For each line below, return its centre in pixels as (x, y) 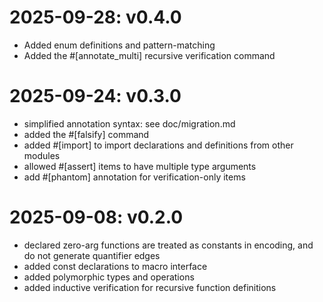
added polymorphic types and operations (109, 277)
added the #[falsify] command (86, 134)
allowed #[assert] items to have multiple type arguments (140, 166)
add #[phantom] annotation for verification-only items (134, 177)
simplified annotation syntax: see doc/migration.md (129, 123)
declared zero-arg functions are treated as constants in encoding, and (168, 245)
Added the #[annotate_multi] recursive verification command (149, 55)
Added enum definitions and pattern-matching (119, 45)
